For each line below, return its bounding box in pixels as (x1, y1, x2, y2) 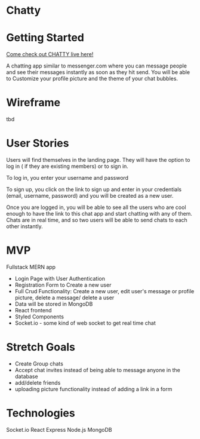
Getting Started (6, 31, 85, 45)
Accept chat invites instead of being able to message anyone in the (14, 366, 180, 373)
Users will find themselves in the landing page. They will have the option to (6, 156, 190, 163)
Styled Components (14, 313, 64, 320)
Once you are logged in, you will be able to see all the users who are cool (6, 204, 186, 211)
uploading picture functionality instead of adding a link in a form (14, 385, 173, 392)
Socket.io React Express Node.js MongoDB (6, 426, 112, 433)
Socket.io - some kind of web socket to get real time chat (14, 319, 156, 326)
